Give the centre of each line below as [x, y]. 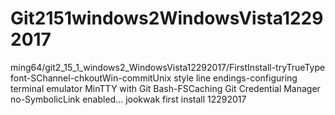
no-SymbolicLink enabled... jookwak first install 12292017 [128, 99]
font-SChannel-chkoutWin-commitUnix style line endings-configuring [154, 78]
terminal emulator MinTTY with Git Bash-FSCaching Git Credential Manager [165, 88]
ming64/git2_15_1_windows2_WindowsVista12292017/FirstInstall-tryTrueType [168, 67]
